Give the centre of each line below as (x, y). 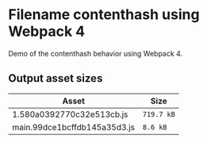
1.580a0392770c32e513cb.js (70, 114)
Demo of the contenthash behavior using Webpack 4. (96, 53)
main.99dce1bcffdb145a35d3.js (73, 127)
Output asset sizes (56, 78)
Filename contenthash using (104, 15)
